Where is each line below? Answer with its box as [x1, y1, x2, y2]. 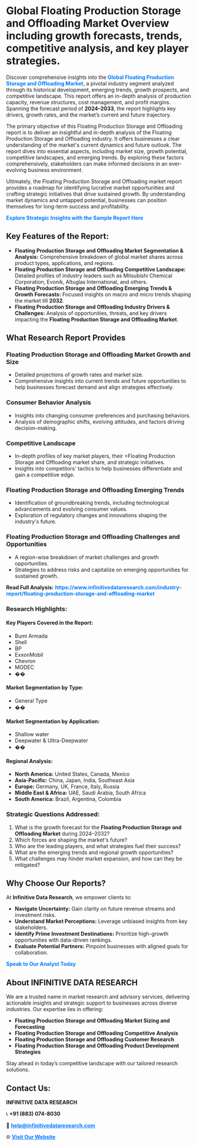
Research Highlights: [6, 605, 68, 613]
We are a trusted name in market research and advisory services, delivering [6, 993, 190, 1001]
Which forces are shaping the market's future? [14, 836, 128, 843]
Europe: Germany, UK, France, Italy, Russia [14, 783, 119, 790]
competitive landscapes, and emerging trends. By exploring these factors [6, 154, 184, 161]
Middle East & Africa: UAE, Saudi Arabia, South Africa [14, 789, 146, 796]
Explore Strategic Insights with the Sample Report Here [6, 214, 143, 221]
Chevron [14, 657, 36, 664]
